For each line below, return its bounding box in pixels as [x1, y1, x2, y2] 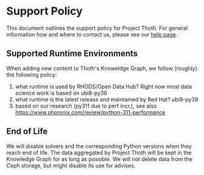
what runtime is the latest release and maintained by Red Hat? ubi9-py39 [15, 95, 199, 103]
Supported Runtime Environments [6, 49, 138, 59]
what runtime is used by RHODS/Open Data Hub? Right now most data [15, 83, 192, 90]
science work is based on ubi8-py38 [15, 89, 108, 97]
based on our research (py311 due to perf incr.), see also [15, 102, 157, 109]
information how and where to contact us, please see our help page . [6, 30, 178, 38]
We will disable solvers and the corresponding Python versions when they [6, 142, 192, 149]
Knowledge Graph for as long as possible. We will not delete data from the [6, 155, 193, 162]
